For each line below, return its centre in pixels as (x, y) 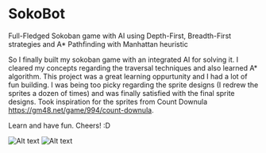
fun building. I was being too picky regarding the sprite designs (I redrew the (133, 85)
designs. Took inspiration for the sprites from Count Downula (108, 101)
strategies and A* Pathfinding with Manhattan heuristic (98, 44)
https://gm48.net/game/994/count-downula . (81, 110)
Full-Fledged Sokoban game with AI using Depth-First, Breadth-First (120, 36)
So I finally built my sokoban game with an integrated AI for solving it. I (123, 59)
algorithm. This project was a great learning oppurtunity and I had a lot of (128, 76)
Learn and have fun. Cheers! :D (60, 125)
